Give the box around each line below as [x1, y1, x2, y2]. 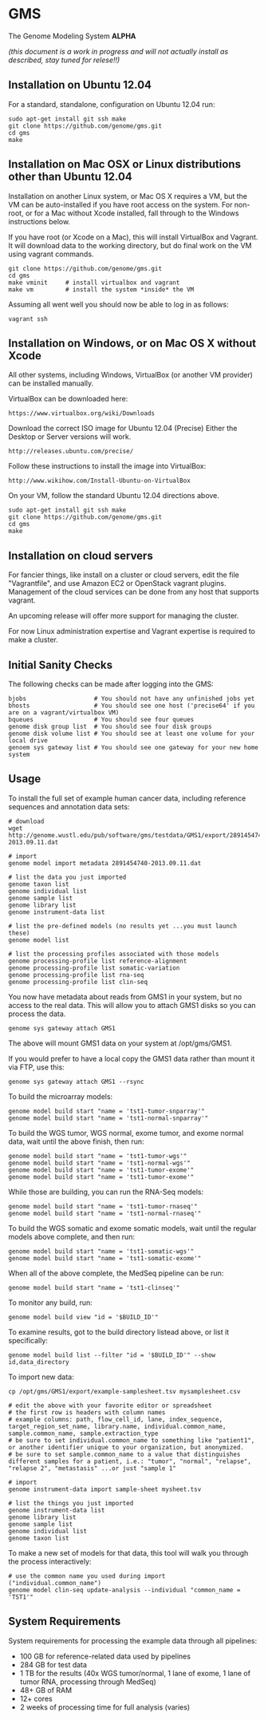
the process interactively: [8, 1556, 92, 1566]
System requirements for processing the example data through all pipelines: [8, 1635, 258, 1645]
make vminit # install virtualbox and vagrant [8, 279, 180, 287]
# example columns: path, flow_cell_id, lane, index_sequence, [8, 1415, 223, 1423]
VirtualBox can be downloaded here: [8, 394, 128, 404]
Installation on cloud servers [8, 548, 153, 563]
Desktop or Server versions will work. [8, 432, 132, 441]
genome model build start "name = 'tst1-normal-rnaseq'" [8, 1209, 202, 1217]
